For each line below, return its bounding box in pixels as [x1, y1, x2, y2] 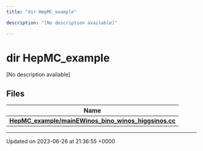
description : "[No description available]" [6, 19, 118, 26]
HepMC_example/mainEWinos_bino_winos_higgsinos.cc [9, 117, 176, 125]
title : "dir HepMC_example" [6, 8, 77, 15]
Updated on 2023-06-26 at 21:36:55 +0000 [6, 138, 115, 145]
